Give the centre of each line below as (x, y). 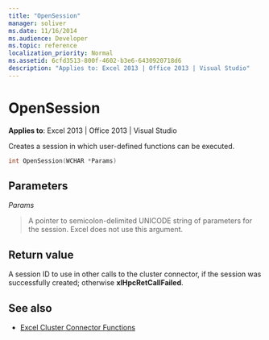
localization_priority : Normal (61, 53)
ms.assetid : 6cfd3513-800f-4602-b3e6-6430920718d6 (95, 61)
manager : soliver (37, 23)
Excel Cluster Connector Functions (77, 328)
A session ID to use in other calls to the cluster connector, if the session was (135, 274)
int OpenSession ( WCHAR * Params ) (62, 161)
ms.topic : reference (43, 46)
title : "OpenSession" (45, 16)
